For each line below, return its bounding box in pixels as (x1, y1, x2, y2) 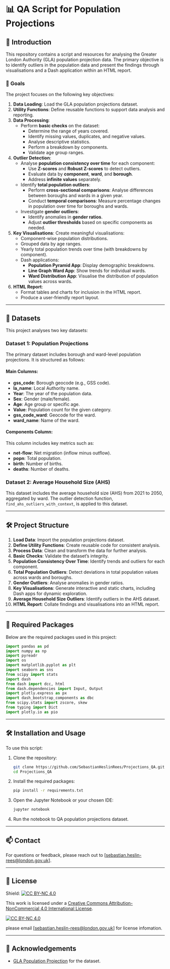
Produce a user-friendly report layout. (20, 295, 100, 301)
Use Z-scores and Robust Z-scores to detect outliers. (28, 166, 141, 172)
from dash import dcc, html (6, 681, 65, 686)
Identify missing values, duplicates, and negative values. (28, 133, 146, 140)
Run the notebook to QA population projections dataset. (13, 816, 129, 822)
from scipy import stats (6, 672, 58, 677)
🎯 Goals (6, 80, 25, 87)
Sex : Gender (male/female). (13, 396, 71, 402)
